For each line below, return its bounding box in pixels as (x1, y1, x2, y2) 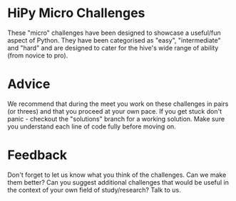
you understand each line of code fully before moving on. (7, 122, 176, 131)
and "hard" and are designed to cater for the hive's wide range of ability (7, 43, 219, 52)
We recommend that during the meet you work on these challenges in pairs (7, 99, 229, 108)
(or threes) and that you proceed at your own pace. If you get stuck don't (7, 107, 222, 115)
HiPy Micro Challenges (7, 5, 145, 21)
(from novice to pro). (7, 51, 68, 60)
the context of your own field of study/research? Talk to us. (7, 185, 181, 194)
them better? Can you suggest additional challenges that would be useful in (7, 178, 230, 186)
